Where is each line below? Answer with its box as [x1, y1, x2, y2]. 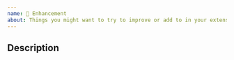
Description [7, 42, 59, 54]
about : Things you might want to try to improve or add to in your [7, 17, 208, 23]
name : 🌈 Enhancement [7, 10, 68, 17]
